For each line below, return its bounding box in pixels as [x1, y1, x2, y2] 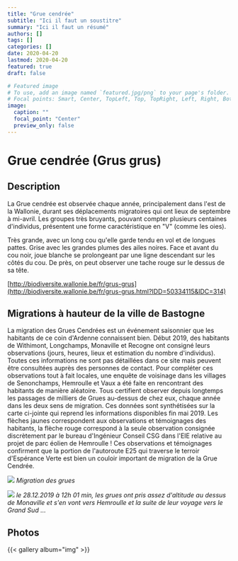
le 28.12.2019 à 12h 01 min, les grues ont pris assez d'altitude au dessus [16, 491, 227, 499]
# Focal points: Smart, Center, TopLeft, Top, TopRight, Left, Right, [7, 96, 220, 103]
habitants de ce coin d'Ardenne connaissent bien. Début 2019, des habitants [7, 334, 230, 342]
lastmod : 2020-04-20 [7, 57, 69, 64]
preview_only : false [13, 122, 74, 129]
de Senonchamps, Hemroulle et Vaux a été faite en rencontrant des [7, 379, 204, 387]
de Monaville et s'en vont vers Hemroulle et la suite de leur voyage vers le [7, 499, 223, 507]
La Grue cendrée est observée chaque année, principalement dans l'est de [7, 199, 226, 208]
